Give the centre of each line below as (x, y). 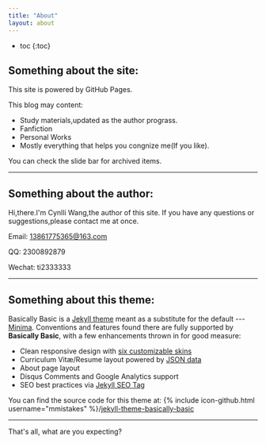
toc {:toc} (35, 45)
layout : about (32, 23)
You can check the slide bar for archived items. (85, 161)
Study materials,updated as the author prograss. (99, 121)
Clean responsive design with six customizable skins (106, 351)
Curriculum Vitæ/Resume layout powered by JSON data (110, 359)
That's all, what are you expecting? (65, 431)
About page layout (50, 368)
